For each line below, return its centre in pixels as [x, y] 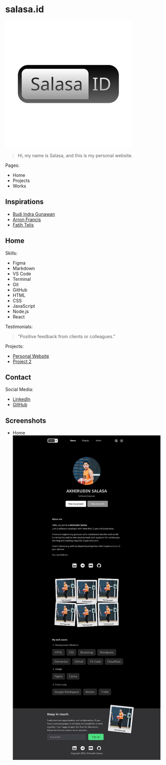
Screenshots [26, 421]
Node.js [21, 311]
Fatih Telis [23, 225]
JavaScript [24, 306]
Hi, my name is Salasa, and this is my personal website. [75, 155]
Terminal [22, 279]
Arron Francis [27, 220]
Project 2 [22, 361]
